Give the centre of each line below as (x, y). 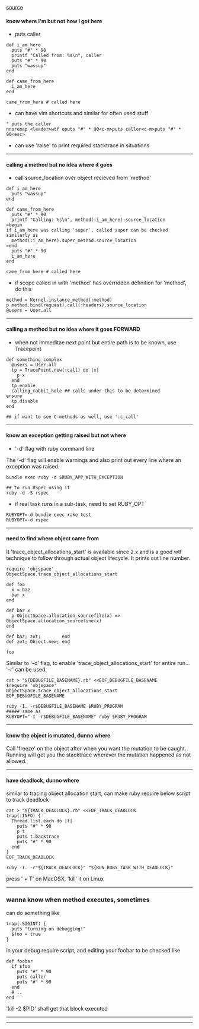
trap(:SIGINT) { (26, 924)
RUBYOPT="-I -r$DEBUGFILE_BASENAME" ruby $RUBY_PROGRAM (76, 717)
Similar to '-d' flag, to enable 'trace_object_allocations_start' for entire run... (98, 663)
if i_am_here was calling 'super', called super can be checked (87, 230)
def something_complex (34, 360)
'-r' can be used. (27, 670)
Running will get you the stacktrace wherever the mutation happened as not (99, 755)
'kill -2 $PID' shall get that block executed (57, 1008)
